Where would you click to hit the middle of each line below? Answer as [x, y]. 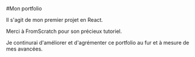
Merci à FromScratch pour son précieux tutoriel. [64, 31]
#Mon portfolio [24, 9]
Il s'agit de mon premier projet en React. [55, 20]
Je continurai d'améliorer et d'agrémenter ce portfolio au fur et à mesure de [98, 43]
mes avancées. [24, 49]
